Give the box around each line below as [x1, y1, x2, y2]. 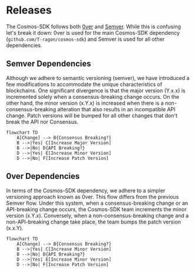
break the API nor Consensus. [6, 118, 79, 125]
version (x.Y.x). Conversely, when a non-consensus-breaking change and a [6, 212, 189, 219]
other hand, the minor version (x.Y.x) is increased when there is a [6, 99, 164, 106]
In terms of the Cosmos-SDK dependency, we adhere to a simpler [6, 187, 166, 194]
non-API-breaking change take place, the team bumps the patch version [6, 218, 181, 225]
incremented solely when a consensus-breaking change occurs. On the [6, 93, 180, 100]
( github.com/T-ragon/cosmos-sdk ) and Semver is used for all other [6, 35, 165, 42]
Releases [6, 4, 52, 17]
